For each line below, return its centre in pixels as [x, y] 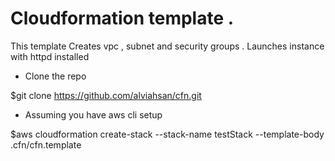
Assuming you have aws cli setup [93, 114]
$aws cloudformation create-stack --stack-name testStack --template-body [167, 134]
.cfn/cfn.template [46, 144]
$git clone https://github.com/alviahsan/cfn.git [106, 95]
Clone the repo [55, 76]
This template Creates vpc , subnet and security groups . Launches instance [167, 46]
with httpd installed [50, 56]
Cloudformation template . [122, 18]
